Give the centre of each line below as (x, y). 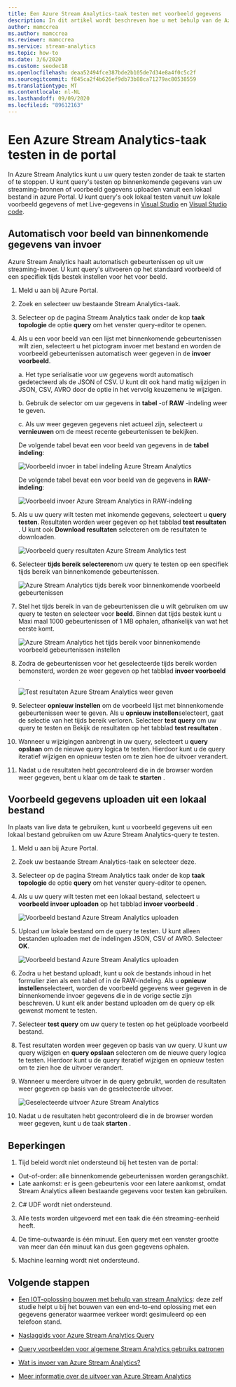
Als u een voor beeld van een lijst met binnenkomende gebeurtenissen (120, 338)
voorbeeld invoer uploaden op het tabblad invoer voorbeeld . (108, 904)
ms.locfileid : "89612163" (46, 105)
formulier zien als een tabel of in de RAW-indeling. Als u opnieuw (112, 981)
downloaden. (37, 537)
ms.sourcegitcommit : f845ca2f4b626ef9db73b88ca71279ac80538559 (102, 79)
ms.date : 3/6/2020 (35, 60)
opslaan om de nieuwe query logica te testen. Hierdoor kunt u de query (122, 749)
